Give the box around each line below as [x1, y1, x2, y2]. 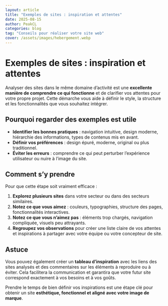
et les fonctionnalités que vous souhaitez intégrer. [5, 100, 108, 106]
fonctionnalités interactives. [12, 209, 70, 215]
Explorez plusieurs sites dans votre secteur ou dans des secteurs [12, 193, 149, 199]
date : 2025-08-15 [5, 17, 42, 22]
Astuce [5, 245, 29, 254]
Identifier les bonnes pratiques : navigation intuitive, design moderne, [12, 129, 158, 135]
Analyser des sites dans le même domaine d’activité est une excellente [5, 84, 152, 91]
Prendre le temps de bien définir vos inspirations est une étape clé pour [5, 284, 153, 290]
